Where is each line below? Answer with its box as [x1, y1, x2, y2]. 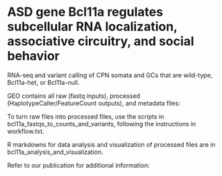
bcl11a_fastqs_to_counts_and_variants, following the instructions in [7, 119, 196, 128]
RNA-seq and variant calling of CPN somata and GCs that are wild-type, [7, 70, 213, 79]
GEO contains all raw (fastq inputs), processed [7, 91, 141, 100]
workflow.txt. [7, 127, 45, 135]
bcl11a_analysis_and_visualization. [7, 148, 104, 156]
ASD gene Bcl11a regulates [7, 4, 164, 20]
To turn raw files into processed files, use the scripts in [7, 112, 164, 121]
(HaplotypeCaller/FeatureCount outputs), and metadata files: [7, 99, 180, 107]
